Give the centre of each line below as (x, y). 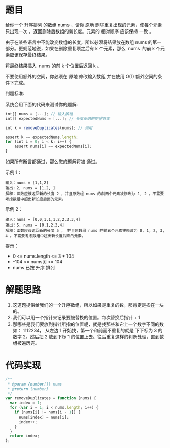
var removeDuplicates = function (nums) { (51, 398)
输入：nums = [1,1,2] (27, 183)
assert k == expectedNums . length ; (42, 137)
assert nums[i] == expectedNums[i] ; (53, 147)
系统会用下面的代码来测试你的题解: (42, 104)
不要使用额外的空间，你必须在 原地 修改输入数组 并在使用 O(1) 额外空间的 (82, 76)
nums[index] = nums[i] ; (44, 417)
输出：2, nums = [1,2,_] (30, 188)
